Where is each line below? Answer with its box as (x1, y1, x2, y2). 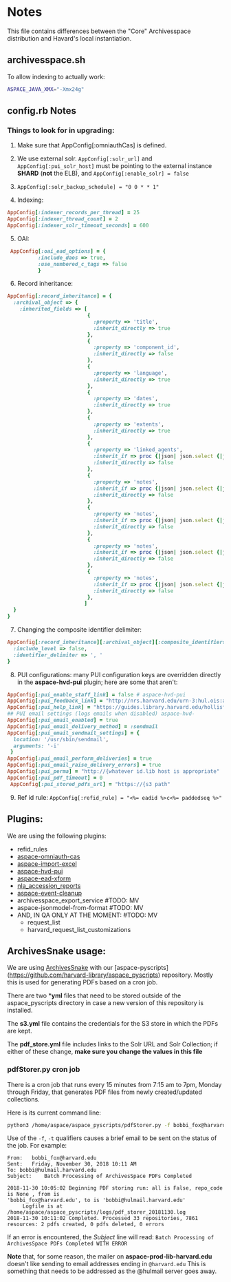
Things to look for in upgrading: (7, 125, 115, 135)
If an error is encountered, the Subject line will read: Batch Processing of (7, 1233, 214, 1241)
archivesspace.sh (7, 54, 86, 66)
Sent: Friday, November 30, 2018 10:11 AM (7, 1161, 137, 1168)
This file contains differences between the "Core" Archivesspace (7, 27, 191, 35)
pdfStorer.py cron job (7, 1065, 80, 1075)
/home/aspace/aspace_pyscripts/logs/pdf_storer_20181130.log (7, 1209, 186, 1216)
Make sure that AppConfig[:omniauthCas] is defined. (16, 141, 167, 149)
